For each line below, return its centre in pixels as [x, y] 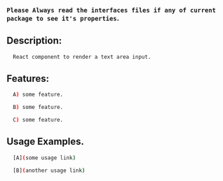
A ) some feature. [38, 95]
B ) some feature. [38, 108]
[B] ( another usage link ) [49, 171]
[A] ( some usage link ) [45, 158]
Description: [34, 41]
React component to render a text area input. [82, 57]
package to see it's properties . [63, 18]
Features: [28, 79]
